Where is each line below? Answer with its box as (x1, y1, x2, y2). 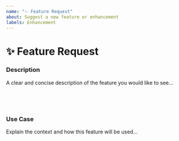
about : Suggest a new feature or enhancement (6, 14, 119, 20)
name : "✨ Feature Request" (6, 8, 73, 15)
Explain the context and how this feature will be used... (6, 128, 138, 135)
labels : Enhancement (6, 19, 57, 25)
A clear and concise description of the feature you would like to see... (6, 79, 174, 86)
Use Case (6, 115, 34, 123)
